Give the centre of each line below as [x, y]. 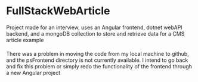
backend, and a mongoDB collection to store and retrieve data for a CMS [95, 33]
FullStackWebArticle [58, 11]
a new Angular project [33, 72]
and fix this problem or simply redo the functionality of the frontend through [99, 66]
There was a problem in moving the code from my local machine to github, [98, 53]
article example [25, 40]
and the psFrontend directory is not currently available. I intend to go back [97, 60]
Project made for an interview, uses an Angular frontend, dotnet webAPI [95, 27]
